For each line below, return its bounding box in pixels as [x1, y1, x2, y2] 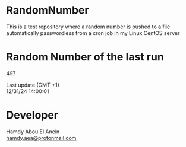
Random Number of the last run [6, 50, 165, 64]
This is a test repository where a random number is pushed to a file [6, 23, 171, 30]
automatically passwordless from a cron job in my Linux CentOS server [6, 29, 180, 36]
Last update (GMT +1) [6, 81, 59, 88]
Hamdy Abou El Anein [6, 128, 60, 135]
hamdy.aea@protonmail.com [6, 134, 77, 141]
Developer [6, 108, 58, 122]
